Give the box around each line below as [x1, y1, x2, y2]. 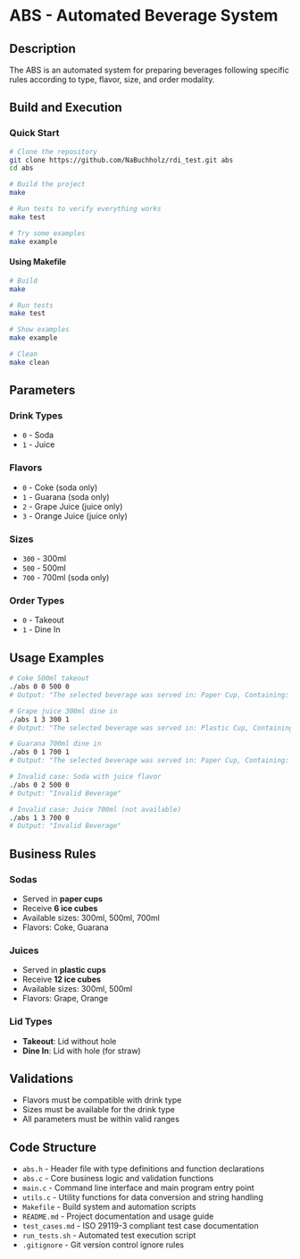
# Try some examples [9, 229, 87, 238]
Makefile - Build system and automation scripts [21, 1202, 196, 1213]
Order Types [9, 594, 65, 606]
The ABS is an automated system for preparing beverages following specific [9, 64, 290, 75]
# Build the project [9, 180, 87, 189]
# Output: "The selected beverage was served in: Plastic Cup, [9, 723, 250, 732]
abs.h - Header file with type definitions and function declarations [21, 1163, 265, 1174]
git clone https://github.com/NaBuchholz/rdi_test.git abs [9, 156, 234, 165]
